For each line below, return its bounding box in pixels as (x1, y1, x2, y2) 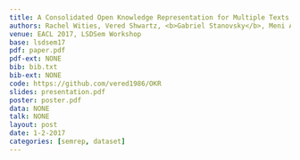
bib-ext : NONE (9, 71, 62, 80)
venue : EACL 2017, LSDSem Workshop (9, 29, 142, 38)
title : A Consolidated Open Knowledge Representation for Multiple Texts (9, 12, 290, 22)
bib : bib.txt (9, 63, 58, 72)
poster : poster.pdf (9, 95, 82, 105)
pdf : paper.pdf (9, 46, 66, 55)
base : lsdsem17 (9, 37, 66, 47)
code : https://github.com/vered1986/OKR (9, 79, 162, 88)
